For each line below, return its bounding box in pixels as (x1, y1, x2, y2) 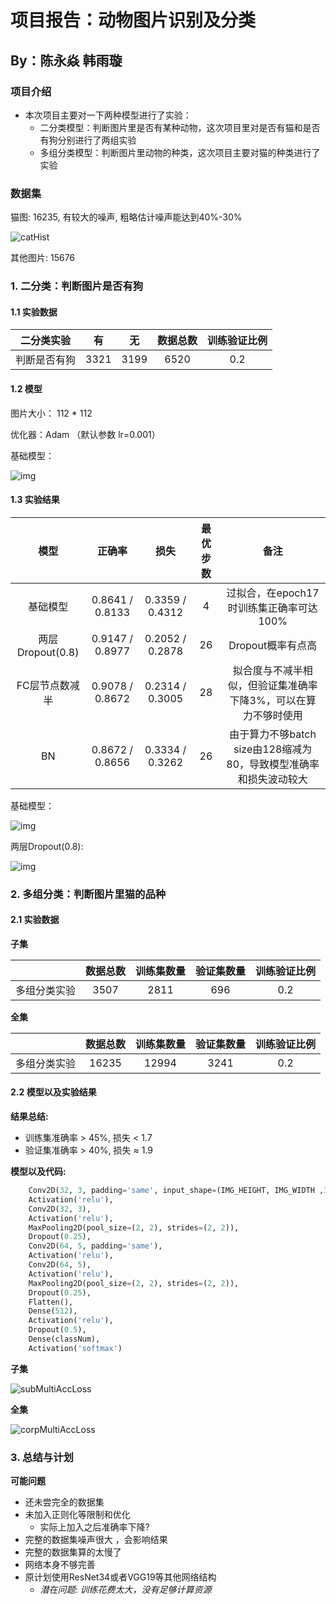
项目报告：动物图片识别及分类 (10, 9, 257, 32)
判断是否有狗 (15, 353, 77, 367)
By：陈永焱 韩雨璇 (10, 52, 123, 69)
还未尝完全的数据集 (24, 1496, 105, 1508)
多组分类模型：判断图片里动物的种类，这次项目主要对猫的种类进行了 (39, 146, 321, 158)
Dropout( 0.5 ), (28, 1325, 87, 1335)
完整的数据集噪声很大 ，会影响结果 (24, 1534, 168, 1546)
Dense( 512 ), (28, 1306, 78, 1316)
